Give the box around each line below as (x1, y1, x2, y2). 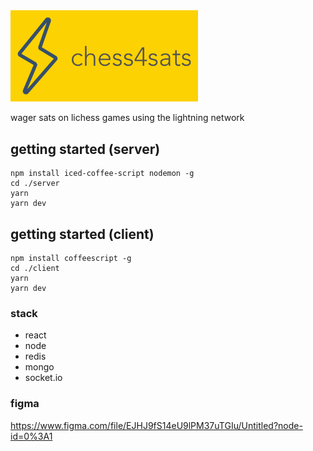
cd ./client (10, 264, 60, 274)
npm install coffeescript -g (10, 254, 132, 264)
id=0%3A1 (10, 430, 53, 442)
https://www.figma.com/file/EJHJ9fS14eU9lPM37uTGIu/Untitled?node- (10, 419, 303, 431)
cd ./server (10, 179, 60, 189)
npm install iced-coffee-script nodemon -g (10, 169, 195, 179)
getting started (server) (10, 140, 161, 158)
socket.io (24, 372, 63, 384)
